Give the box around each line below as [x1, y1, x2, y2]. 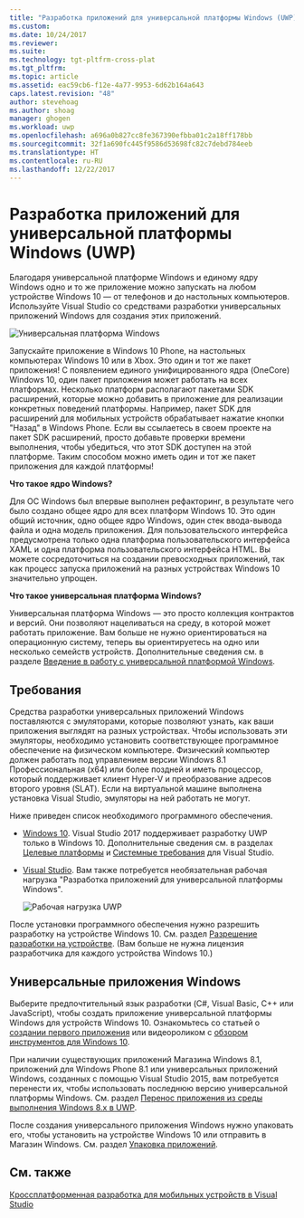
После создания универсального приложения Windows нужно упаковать [9, 1119, 294, 1130]
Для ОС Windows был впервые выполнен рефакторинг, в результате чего [9, 496, 294, 507]
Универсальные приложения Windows [9, 974, 242, 989]
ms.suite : [9, 47, 47, 56]
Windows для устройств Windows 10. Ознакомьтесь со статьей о [9, 1017, 261, 1028]
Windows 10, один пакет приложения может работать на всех [9, 375, 249, 385]
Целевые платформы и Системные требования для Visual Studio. [22, 847, 274, 858]
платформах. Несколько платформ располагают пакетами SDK [9, 384, 254, 395]
